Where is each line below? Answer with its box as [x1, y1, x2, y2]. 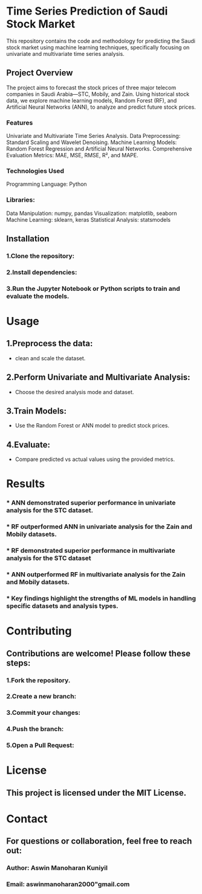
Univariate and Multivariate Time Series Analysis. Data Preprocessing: [6, 132, 181, 140]
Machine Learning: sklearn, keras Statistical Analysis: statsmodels [6, 216, 171, 223]
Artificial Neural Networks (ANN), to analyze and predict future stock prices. [6, 103, 197, 111]
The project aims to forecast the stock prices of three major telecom [6, 84, 177, 91]
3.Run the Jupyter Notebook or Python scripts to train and [6, 284, 180, 293]
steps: [6, 658, 31, 668]
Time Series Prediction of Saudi [6, 4, 168, 18]
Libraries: [6, 196, 35, 204]
